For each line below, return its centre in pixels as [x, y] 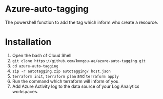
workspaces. [25, 91]
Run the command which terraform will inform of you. [66, 81]
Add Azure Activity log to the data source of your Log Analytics [76, 86]
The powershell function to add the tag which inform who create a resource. [82, 22]
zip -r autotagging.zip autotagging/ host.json [61, 71]
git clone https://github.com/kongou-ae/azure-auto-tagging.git [79, 61]
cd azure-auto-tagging [35, 66]
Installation [28, 42]
